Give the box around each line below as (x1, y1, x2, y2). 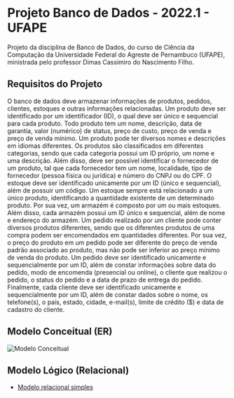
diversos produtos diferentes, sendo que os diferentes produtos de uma (7, 223, 215, 232)
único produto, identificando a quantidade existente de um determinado (7, 193, 215, 202)
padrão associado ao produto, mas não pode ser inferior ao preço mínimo (7, 245, 221, 254)
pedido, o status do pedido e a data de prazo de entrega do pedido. (7, 275, 203, 284)
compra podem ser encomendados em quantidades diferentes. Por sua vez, (7, 231, 227, 239)
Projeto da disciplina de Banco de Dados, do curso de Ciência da (7, 43, 195, 51)
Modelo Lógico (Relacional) (7, 364, 130, 376)
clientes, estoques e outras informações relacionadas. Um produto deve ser (7, 104, 226, 113)
